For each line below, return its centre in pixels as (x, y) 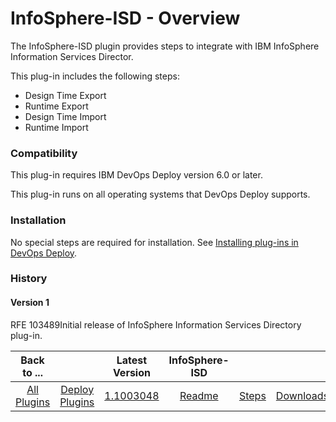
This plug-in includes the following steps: (95, 76)
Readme (199, 395)
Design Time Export (65, 95)
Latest (132, 360)
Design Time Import (65, 116)
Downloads (302, 395)
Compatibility (44, 153)
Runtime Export (56, 106)
